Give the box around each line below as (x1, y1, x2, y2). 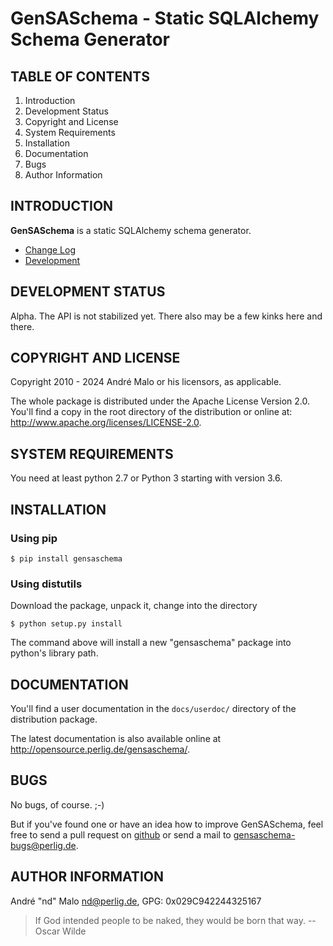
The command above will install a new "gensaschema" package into (10, 637, 292, 649)
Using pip (10, 531, 58, 545)
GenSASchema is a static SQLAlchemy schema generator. (10, 224, 252, 236)
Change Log (24, 243, 77, 256)
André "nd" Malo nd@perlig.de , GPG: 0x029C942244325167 (10, 895, 262, 907)
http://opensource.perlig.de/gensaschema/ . (10, 743, 190, 756)
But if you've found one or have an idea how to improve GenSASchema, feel (10, 818, 324, 830)
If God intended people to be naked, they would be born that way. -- (34, 914, 317, 926)
